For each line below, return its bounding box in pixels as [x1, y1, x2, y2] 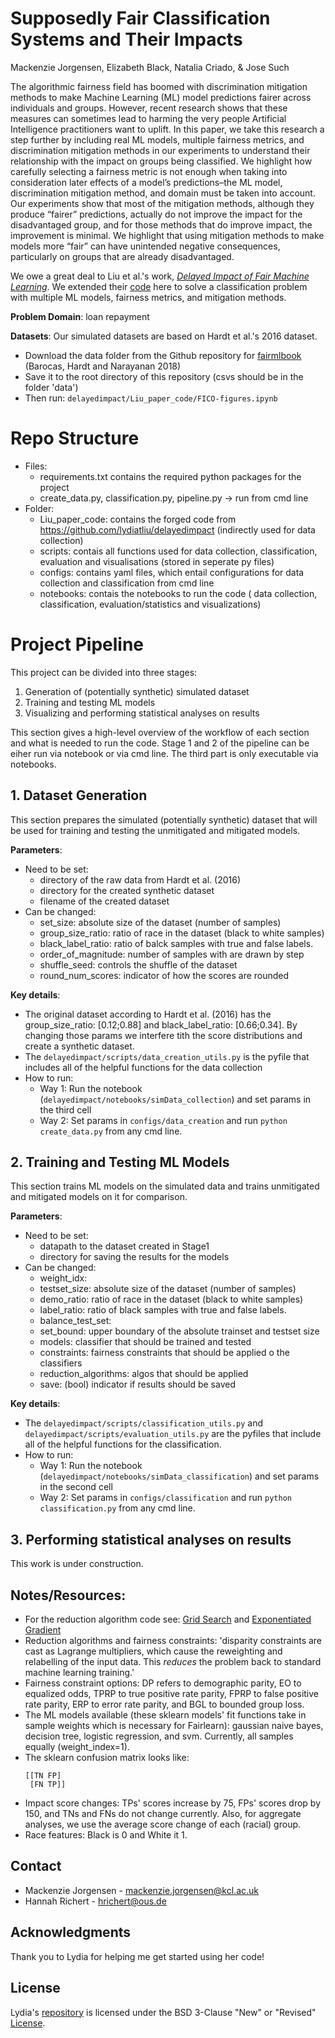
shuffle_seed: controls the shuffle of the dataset [39, 958, 238, 971]
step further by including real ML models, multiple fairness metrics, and [10, 133, 305, 146]
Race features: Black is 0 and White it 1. [24, 1829, 188, 1841]
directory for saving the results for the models [39, 1251, 230, 1263]
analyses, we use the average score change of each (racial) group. [24, 1818, 302, 1831]
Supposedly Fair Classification [10, 7, 271, 30]
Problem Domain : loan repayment [10, 310, 150, 322]
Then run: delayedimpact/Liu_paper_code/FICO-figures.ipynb [24, 392, 278, 404]
